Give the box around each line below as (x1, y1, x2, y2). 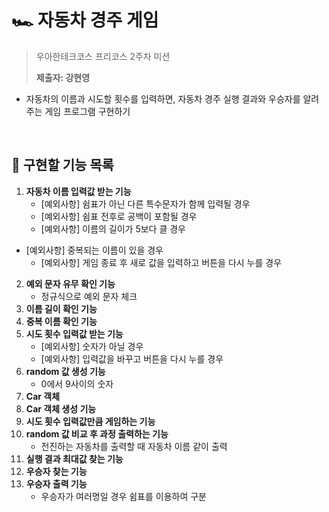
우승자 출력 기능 (25, 477, 88, 490)
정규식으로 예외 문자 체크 (40, 290, 138, 302)
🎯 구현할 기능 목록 (11, 157, 114, 174)
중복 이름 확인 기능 (25, 315, 98, 327)
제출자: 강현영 (35, 71, 91, 83)
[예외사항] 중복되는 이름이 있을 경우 (25, 244, 164, 256)
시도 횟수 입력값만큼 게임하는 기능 (25, 415, 156, 427)
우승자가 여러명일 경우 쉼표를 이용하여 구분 (40, 490, 208, 502)
